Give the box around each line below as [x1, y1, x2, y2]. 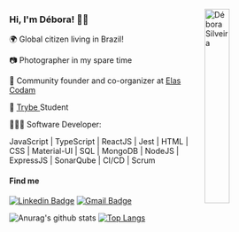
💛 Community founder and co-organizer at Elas [9, 75, 181, 86]
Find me [9, 175, 40, 186]
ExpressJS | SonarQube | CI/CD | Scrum [9, 155, 156, 166]
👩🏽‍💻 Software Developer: [9, 120, 102, 130]
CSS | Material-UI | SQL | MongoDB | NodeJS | [9, 146, 180, 157]
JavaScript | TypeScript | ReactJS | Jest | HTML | [9, 136, 189, 147]
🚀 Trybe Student [9, 102, 69, 112]
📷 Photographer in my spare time [9, 55, 133, 66]
